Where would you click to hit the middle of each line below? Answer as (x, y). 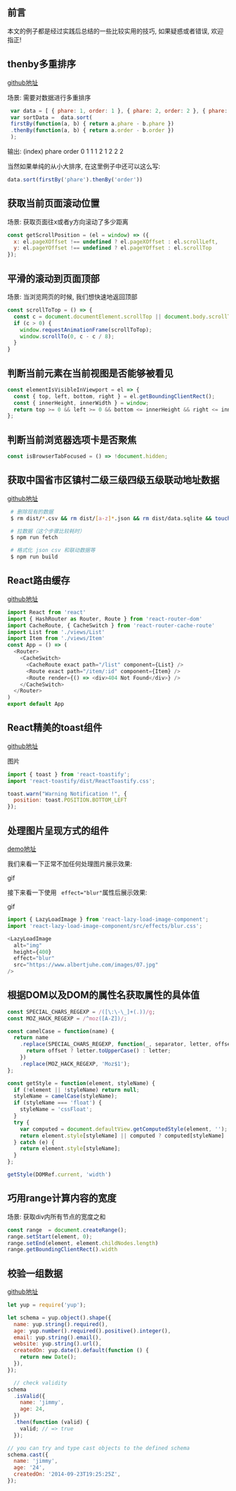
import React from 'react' (47, 612)
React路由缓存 (39, 581)
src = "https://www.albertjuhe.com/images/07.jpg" (86, 965)
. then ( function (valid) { (52, 1423)
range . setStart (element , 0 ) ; (50, 1237)
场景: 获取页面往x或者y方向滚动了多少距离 (68, 221)
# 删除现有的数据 (32, 512)
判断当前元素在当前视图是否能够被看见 (90, 373)
